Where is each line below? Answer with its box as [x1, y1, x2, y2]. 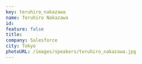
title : [5, 32, 22, 38]
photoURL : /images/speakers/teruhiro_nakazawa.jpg [5, 49, 137, 55]
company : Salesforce [5, 37, 58, 43]
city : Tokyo [5, 43, 36, 49]
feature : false [5, 26, 44, 32]
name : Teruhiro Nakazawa [5, 15, 69, 21]
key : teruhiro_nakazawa [5, 9, 66, 15]
